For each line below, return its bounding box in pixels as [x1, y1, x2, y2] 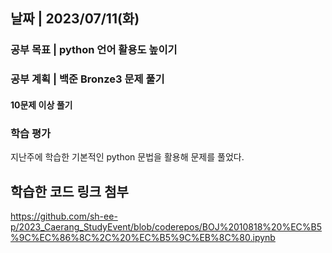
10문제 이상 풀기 [10, 99, 73, 111]
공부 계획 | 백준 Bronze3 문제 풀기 [10, 72, 165, 86]
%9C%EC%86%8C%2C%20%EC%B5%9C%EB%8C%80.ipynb [10, 231, 276, 243]
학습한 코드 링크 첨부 [10, 183, 129, 200]
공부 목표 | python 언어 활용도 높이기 [10, 43, 178, 57]
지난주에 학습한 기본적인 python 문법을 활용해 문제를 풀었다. [10, 151, 245, 163]
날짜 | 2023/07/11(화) [10, 10, 140, 28]
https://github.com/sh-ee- [10, 210, 118, 222]
